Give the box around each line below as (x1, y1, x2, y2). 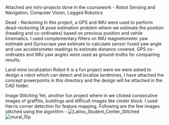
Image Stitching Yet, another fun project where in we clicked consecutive (5, 93, 158, 98)
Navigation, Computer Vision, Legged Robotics (5, 10, 103, 16)
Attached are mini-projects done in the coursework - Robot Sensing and (5, 5, 156, 10)
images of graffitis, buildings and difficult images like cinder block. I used (5, 98, 158, 104)
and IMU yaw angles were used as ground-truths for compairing (26, 51, 160, 57)
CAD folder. (5, 83, 29, 89)
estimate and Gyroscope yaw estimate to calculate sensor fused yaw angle (5, 41, 162, 47)
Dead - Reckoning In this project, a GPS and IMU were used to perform (5, 20, 153, 25)
